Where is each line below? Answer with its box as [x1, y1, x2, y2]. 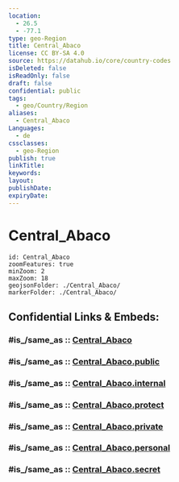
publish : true [8, 154, 56, 162]
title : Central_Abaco [8, 42, 81, 50]
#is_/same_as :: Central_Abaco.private [8, 421, 164, 432]
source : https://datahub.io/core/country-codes [8, 57, 172, 65]
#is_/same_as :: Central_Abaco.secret [8, 464, 161, 476]
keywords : [8, 169, 42, 177]
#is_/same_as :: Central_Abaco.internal [8, 377, 166, 389]
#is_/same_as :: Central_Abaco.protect [8, 399, 164, 410]
